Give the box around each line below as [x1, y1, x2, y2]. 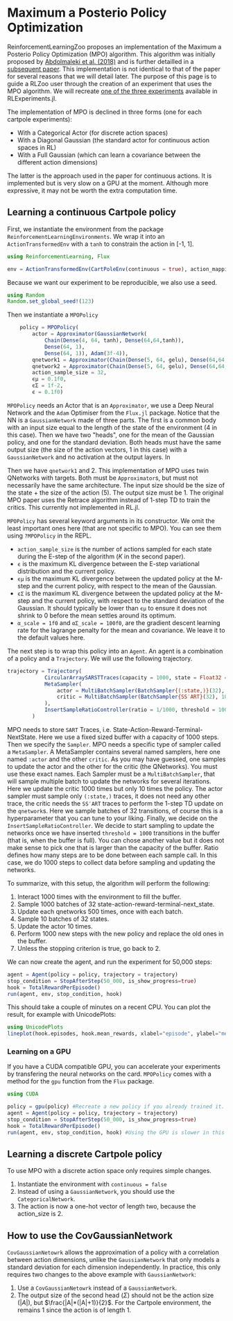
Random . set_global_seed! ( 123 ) [7, 298, 95, 305]
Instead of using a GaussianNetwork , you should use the [17, 1188, 175, 1196]
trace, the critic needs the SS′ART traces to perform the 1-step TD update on [7, 799, 224, 807]
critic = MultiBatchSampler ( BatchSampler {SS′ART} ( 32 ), [56, 693, 218, 701]
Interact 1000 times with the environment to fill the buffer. [17, 892, 182, 901]
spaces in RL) [17, 143, 57, 151]
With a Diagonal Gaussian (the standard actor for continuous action [17, 135, 210, 144]
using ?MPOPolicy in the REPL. [7, 531, 92, 540]
